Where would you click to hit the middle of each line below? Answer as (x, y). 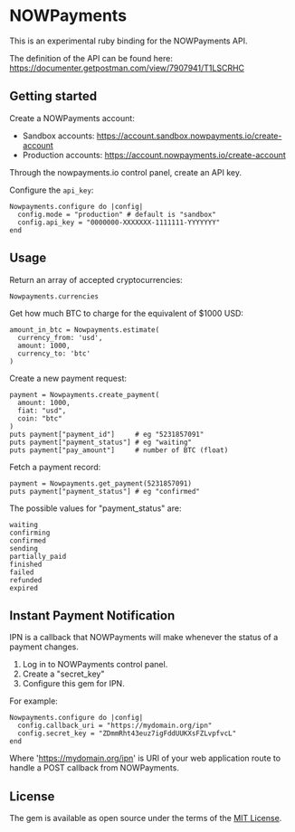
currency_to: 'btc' (54, 354)
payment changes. (44, 647)
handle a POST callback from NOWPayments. (94, 768)
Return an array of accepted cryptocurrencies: (96, 279)
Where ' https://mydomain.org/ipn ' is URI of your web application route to (145, 758)
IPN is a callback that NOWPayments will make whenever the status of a (144, 638)
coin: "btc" (40, 418)
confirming (30, 533)
